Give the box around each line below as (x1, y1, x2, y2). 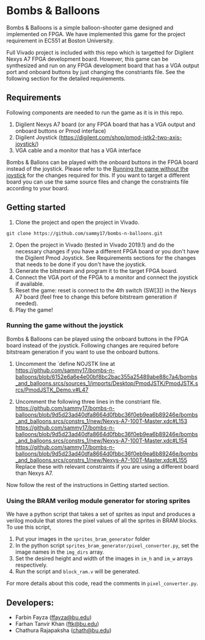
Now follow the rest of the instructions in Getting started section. (6, 481, 170, 488)
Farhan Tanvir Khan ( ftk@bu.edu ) (15, 620, 100, 627)
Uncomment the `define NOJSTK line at (15, 360, 115, 367)
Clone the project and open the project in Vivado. (15, 218, 140, 226)
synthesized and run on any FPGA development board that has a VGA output (6, 62, 199, 69)
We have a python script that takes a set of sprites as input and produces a (6, 510, 196, 518)
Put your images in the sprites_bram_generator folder (15, 535, 151, 543)
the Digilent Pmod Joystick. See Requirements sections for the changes (15, 254, 196, 261)
